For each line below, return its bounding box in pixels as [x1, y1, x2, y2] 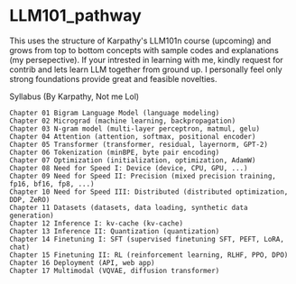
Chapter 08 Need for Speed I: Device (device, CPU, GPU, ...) [9, 163, 248, 172]
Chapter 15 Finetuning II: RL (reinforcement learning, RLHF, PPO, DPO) [9, 250, 289, 260]
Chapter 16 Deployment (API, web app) [9, 258, 155, 267]
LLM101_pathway [9, 5, 142, 26]
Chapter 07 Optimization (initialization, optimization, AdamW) [9, 155, 256, 165]
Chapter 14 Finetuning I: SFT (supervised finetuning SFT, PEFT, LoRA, [9, 234, 284, 243]
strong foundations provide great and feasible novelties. [9, 73, 217, 84]
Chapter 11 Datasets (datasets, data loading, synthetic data [9, 203, 248, 212]
